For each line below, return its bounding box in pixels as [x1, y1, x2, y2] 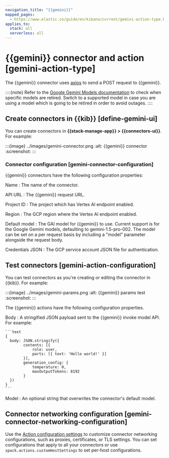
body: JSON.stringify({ [10, 338, 59, 343]
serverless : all [10, 31, 44, 36]
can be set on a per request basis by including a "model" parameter [5, 232, 146, 238]
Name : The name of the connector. [5, 182, 79, 188]
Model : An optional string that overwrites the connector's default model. [5, 395, 156, 401]
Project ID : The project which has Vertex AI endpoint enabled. [5, 201, 134, 207]
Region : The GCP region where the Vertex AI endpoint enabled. [5, 211, 137, 217]
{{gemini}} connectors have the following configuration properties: [5, 172, 143, 178]
